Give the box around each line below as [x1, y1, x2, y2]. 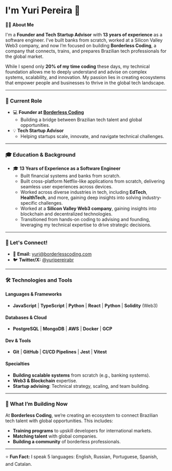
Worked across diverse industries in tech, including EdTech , [20, 189, 147, 195]
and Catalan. [5, 461, 32, 467]
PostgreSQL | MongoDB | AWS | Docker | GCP [12, 326, 113, 332]
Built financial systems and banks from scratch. [20, 172, 121, 179]
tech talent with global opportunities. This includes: [5, 418, 114, 424]
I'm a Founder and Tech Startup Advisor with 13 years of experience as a [5, 31, 163, 37]
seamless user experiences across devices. [20, 183, 113, 189]
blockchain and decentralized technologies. [20, 210, 113, 217]
